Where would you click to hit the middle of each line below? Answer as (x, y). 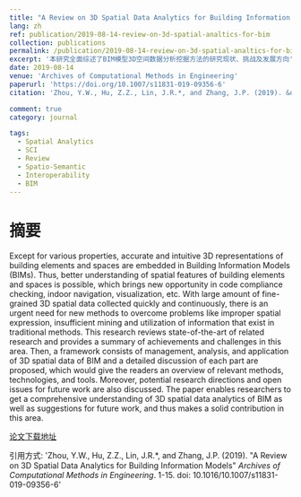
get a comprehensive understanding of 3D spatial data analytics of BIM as (146, 399)
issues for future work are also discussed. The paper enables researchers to (150, 389)
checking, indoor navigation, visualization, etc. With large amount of (135, 294)
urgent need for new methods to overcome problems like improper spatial (145, 313)
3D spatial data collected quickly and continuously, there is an (154, 304)
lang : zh (26, 26)
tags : (19, 134)
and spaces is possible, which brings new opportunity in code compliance (146, 284)
